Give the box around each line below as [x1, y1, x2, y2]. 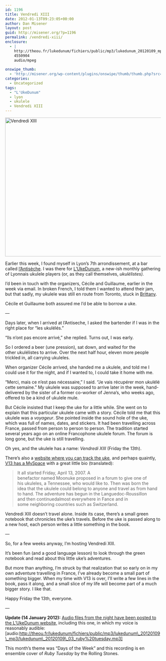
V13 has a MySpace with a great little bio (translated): [5, 460, 114, 466]
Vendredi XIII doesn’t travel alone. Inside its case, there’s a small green [5, 511, 149, 517]
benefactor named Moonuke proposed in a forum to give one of [17, 475, 147, 481]
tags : [5, 85, 16, 90]
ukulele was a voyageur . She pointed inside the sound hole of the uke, [5, 415, 148, 420]
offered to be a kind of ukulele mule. [5, 395, 79, 401]
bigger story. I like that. [5, 586, 52, 592]
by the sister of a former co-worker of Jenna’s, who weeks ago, [25, 390, 155, 395]
